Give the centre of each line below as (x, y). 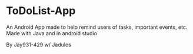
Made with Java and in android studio (51, 33)
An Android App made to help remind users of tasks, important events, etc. (97, 27)
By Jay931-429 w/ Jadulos (39, 45)
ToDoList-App (41, 11)
